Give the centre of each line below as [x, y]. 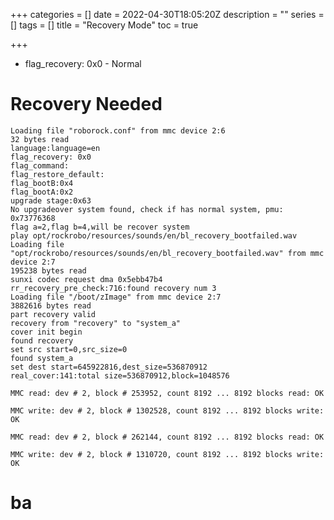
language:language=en [55, 148]
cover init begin [46, 332]
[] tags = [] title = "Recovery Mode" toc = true [104, 25]
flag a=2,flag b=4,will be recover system [100, 227]
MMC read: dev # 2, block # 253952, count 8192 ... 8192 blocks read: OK [167, 393]
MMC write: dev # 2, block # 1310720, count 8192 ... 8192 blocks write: [167, 454]
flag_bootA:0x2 [42, 192]
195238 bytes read [48, 270]
